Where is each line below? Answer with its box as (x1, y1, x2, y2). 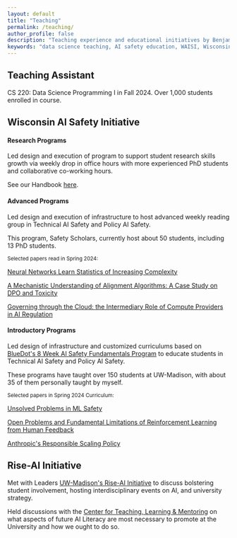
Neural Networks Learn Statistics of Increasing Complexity (7, 267, 178, 276)
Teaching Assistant (7, 69, 95, 81)
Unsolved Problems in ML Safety (7, 404, 102, 413)
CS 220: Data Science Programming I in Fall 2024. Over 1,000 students (7, 88, 213, 96)
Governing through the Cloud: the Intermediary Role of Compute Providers (7, 302, 224, 311)
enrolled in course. (7, 96, 62, 104)
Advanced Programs (7, 197, 69, 205)
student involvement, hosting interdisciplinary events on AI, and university (7, 486, 222, 494)
